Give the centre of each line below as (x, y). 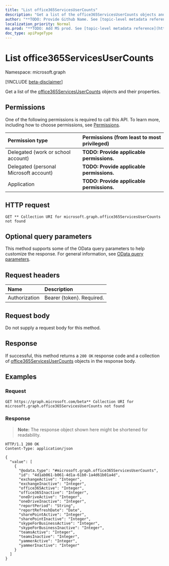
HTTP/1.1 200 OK (22, 444)
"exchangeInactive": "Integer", (52, 483)
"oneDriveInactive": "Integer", (52, 501)
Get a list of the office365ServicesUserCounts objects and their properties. (83, 92)
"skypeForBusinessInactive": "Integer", (61, 528)
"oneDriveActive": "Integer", (50, 497)
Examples (21, 377)
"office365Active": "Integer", (51, 488)
